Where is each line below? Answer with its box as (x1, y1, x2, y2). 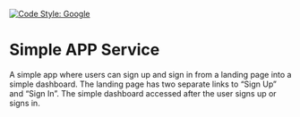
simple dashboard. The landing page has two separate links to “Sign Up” (9, 79, 278, 89)
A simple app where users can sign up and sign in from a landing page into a (9, 69, 292, 79)
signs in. (9, 97, 40, 108)
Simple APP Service (9, 40, 160, 60)
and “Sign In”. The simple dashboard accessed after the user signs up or (9, 88, 277, 98)
